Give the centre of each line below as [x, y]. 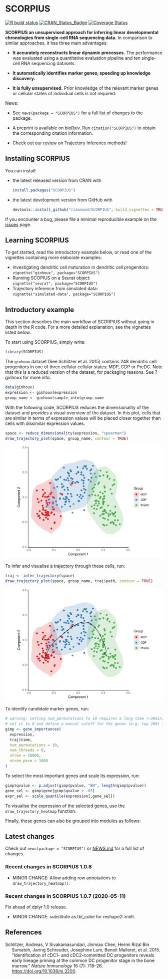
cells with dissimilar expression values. [45, 423]
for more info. [37, 377]
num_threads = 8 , [28, 750]
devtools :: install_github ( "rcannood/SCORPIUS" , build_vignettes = [83, 209]
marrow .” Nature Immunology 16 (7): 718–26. [57, 965]
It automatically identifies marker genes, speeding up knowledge [81, 73]
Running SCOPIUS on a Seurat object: [51, 278]
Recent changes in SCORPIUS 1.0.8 [48, 867]
